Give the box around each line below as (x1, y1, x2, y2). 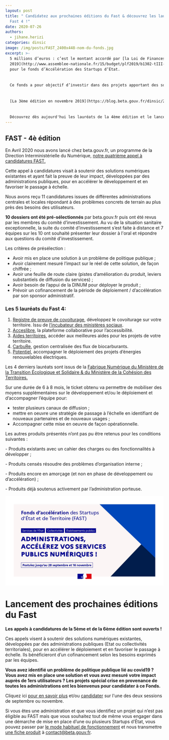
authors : (5, 29, 24, 35)
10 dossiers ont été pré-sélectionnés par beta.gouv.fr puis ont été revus (5, 214, 157, 220)
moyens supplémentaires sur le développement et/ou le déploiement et (5, 390, 153, 396)
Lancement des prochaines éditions (5, 598, 158, 610)
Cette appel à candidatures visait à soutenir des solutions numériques (5, 167, 150, 174)
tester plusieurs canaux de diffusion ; (12, 405, 90, 411)
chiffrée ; (12, 265, 32, 272)
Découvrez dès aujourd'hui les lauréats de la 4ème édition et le (10, 115, 152, 120)
